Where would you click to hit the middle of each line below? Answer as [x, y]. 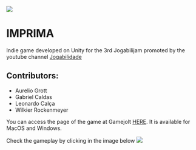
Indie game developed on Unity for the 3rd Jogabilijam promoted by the [96, 50]
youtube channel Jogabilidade [44, 56]
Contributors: [32, 76]
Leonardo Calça [35, 103]
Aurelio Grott [31, 90]
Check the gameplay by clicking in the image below [71, 140]
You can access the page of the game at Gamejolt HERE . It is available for [98, 121]
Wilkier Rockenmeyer [42, 110]
